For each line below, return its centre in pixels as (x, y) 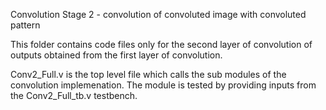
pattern (25, 25)
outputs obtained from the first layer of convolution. (116, 55)
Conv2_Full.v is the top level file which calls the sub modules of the (148, 74)
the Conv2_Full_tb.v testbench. (74, 95)
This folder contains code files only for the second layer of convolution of (161, 44)
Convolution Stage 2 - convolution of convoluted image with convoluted (158, 14)
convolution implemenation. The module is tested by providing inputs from (163, 85)
